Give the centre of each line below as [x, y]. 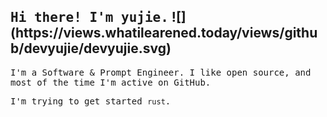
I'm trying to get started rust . [91, 101]
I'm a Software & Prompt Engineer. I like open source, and [161, 72]
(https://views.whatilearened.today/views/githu [164, 33]
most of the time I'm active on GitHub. [111, 82]
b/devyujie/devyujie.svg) [91, 48]
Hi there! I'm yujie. [89, 18]
